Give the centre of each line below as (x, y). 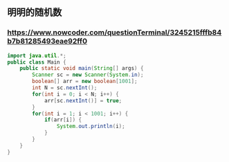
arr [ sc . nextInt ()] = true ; (83, 100)
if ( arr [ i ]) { (63, 120)
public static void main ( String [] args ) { (82, 69)
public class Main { (37, 62)
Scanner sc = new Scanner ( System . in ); (88, 75)
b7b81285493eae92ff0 (47, 42)
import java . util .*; (37, 55)
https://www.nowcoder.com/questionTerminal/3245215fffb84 (114, 33)
